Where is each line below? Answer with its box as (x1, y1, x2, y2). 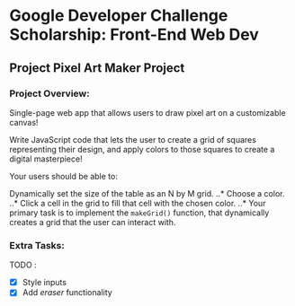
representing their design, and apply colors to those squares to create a (9, 144, 275, 154)
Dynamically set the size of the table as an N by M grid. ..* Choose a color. (9, 188, 285, 198)
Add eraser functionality (22, 287, 112, 298)
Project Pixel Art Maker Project (9, 60, 185, 75)
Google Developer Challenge (9, 5, 228, 26)
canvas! (9, 117, 39, 127)
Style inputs (22, 277, 67, 288)
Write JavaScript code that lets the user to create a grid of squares (9, 134, 256, 144)
